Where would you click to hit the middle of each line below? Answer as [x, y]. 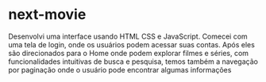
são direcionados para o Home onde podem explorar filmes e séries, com [128, 53]
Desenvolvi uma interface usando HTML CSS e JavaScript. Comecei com [128, 36]
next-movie [47, 15]
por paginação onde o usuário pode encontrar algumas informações [120, 69]
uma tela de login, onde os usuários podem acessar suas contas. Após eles [132, 44]
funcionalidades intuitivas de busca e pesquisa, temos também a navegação [133, 61]
